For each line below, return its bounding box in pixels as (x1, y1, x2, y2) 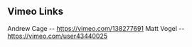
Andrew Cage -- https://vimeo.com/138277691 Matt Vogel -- (7, 24, 185, 32)
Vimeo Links (7, 6, 64, 18)
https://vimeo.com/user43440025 (7, 32, 108, 40)
